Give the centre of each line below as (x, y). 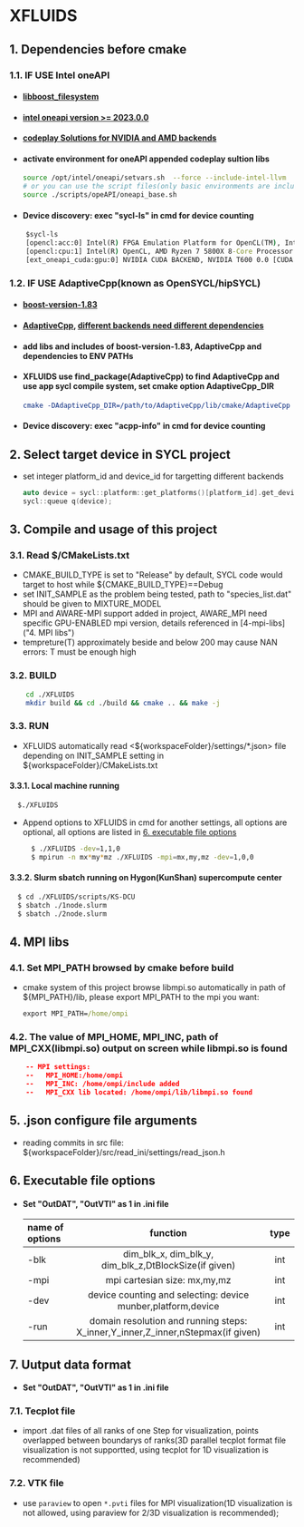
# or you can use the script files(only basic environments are (146, 187)
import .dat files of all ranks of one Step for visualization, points (141, 1431)
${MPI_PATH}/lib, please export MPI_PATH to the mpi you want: (141, 997)
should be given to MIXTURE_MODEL (92, 604)
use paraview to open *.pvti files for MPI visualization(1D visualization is (157, 1503)
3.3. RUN (29, 726)
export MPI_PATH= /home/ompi (75, 1014)
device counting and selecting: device (168, 1295)
